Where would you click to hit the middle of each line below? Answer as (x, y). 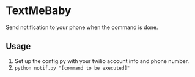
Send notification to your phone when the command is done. (82, 27)
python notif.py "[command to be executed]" (72, 68)
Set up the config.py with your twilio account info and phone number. (102, 61)
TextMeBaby (39, 11)
